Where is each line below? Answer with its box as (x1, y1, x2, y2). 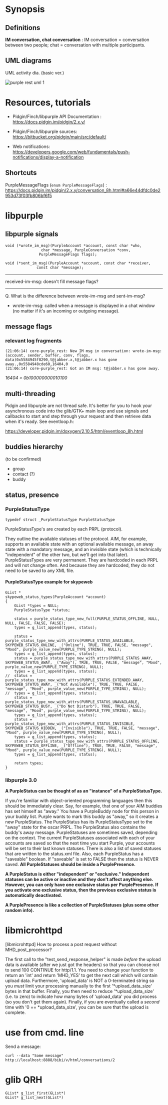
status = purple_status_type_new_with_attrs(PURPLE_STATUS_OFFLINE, (14, 738, 160, 743)
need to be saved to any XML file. (5, 567, 74, 573)
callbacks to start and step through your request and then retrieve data (5, 413, 151, 419)
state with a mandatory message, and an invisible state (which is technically (5, 546, 161, 552)
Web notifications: (12, 143, 50, 149)
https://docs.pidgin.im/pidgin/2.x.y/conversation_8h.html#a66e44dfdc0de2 (5, 187, 161, 193)
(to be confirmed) (5, 456, 41, 462)
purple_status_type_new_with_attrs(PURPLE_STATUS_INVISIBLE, (5, 721, 135, 726)
